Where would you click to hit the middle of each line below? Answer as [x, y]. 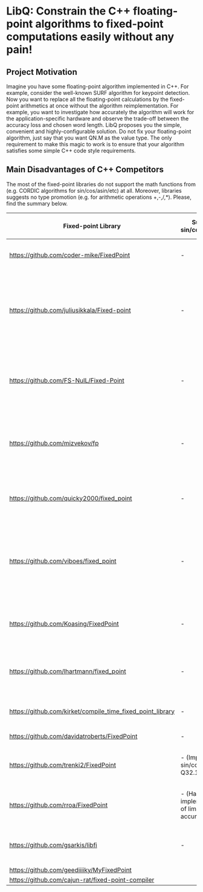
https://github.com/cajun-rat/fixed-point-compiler [82, 879]
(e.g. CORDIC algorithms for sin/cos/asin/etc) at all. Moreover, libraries [94, 190]
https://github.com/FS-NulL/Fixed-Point [67, 380]
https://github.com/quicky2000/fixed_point [71, 498]
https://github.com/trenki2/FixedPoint [63, 764]
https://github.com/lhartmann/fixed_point [68, 671]
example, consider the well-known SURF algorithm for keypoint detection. [98, 93]
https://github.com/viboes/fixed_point [63, 561]
